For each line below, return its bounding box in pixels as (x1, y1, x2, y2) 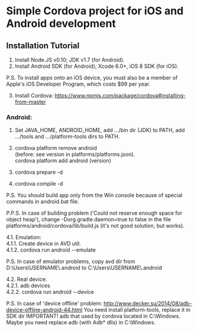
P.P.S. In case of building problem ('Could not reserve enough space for (6, 209, 183, 217)
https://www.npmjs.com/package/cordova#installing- (54, 92, 186, 99)
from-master (14, 98, 46, 105)
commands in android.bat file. (6, 198, 79, 205)
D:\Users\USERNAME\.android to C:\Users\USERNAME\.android (6, 264, 162, 271)
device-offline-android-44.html (6, 306, 83, 314)
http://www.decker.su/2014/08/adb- (103, 300, 192, 307)
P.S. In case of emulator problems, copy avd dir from (6, 258, 136, 265)
